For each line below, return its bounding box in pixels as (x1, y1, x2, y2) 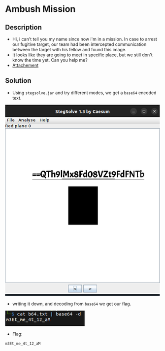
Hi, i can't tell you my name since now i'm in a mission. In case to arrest (12, 36, 158, 42)
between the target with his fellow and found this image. (12, 47, 127, 52)
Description (5, 23, 42, 32)
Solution (5, 76, 32, 85)
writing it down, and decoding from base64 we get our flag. (12, 301, 132, 307)
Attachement (12, 63, 38, 68)
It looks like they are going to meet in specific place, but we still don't (12, 52, 153, 58)
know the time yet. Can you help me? (12, 57, 88, 63)
